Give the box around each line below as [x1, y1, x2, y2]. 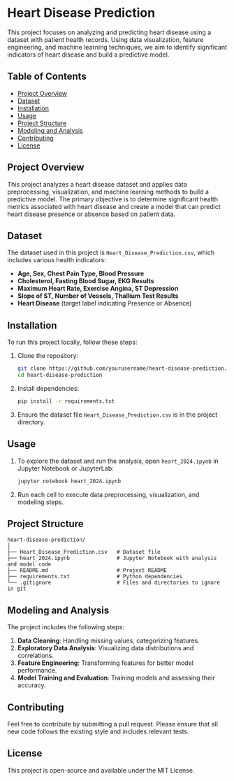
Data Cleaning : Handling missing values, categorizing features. [17, 636, 200, 645]
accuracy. [17, 681, 47, 689]
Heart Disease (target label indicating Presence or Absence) [17, 299, 192, 308]
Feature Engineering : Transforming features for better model [17, 659, 194, 667]
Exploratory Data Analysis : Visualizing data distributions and [17, 644, 194, 652]
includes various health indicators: [7, 256, 106, 264]
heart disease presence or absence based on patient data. [7, 210, 176, 218]
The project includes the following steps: [7, 623, 124, 631]
